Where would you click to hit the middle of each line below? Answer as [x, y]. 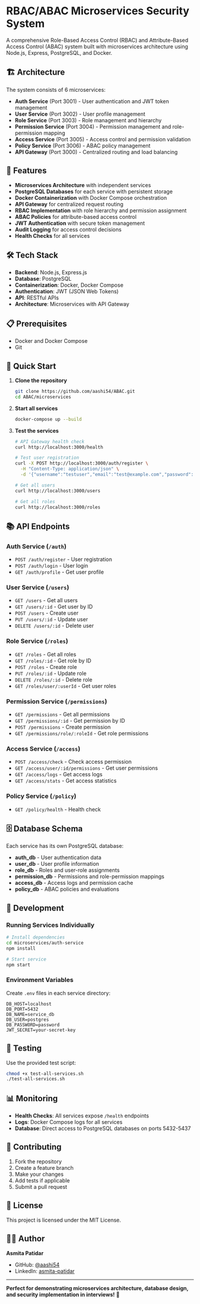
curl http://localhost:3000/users [57, 491]
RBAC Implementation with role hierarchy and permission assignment [101, 210]
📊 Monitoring [32, 1098]
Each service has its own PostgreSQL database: [65, 846]
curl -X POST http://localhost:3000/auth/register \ [82, 463]
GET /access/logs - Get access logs [59, 775]
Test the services [37, 430]
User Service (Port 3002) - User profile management [80, 114]
